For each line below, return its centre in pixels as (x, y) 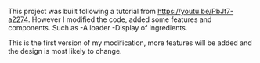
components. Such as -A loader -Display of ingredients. (98, 28)
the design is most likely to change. (65, 51)
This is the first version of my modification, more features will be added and (130, 43)
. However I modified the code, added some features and (120, 19)
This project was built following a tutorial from (82, 11)
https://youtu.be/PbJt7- (196, 11)
